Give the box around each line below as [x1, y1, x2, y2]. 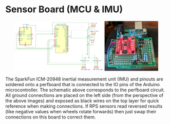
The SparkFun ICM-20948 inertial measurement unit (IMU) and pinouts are [5, 76, 163, 82]
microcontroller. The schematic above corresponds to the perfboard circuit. [5, 87, 165, 93]
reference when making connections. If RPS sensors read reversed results [5, 103, 163, 109]
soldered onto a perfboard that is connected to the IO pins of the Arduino [5, 82, 160, 88]
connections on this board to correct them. [5, 114, 96, 120]
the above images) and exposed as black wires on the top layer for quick [5, 98, 159, 104]
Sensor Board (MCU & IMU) [5, 4, 123, 15]
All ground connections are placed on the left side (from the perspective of [5, 92, 164, 98]
